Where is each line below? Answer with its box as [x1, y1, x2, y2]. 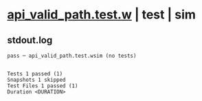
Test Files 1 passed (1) [7, 82, 78, 89]
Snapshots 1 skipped [7, 76, 67, 83]
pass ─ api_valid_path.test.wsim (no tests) [7, 52, 137, 59]
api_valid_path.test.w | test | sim [7, 7, 196, 23]
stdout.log [7, 34, 53, 46]
